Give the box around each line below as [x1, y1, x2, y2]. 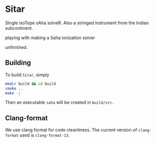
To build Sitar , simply [5, 72, 50, 78]
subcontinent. [5, 25, 33, 31]
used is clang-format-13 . [19, 132, 70, 138]
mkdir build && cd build [5, 81, 56, 86]
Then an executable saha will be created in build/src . [5, 99, 114, 105]
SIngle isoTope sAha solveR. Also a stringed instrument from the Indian [5, 20, 149, 26]
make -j [5, 91, 21, 95]
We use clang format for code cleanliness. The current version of [5, 127, 137, 133]
